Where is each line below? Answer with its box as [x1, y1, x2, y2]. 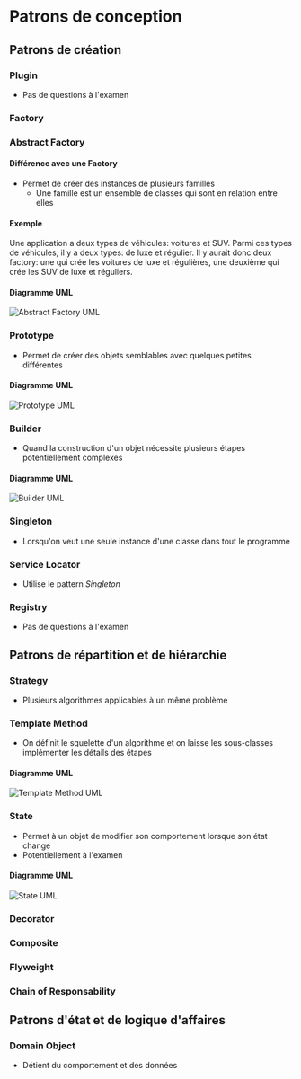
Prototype [9, 330, 55, 342]
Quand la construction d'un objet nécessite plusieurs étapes [22, 443, 245, 454]
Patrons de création [9, 42, 122, 57]
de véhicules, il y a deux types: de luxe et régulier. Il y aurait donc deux [9, 247, 272, 258]
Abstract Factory [9, 136, 85, 148]
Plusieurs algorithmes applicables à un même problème [22, 694, 228, 705]
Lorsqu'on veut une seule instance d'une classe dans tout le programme [22, 535, 290, 546]
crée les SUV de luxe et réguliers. [9, 267, 133, 278]
